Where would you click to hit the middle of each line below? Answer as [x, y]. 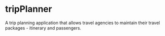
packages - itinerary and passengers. [43, 28]
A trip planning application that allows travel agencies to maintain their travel [82, 23]
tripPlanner [29, 9]
